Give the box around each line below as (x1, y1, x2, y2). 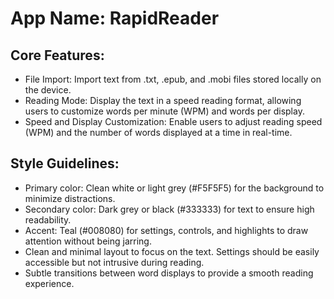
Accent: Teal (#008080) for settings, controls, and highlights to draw (24, 224, 309, 236)
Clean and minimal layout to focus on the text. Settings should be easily (24, 245, 320, 257)
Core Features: (10, 47, 105, 64)
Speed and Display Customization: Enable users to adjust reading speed (24, 116, 323, 127)
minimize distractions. (24, 192, 116, 204)
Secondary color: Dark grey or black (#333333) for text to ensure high (24, 203, 315, 215)
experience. (24, 277, 75, 289)
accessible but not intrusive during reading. (24, 256, 205, 268)
